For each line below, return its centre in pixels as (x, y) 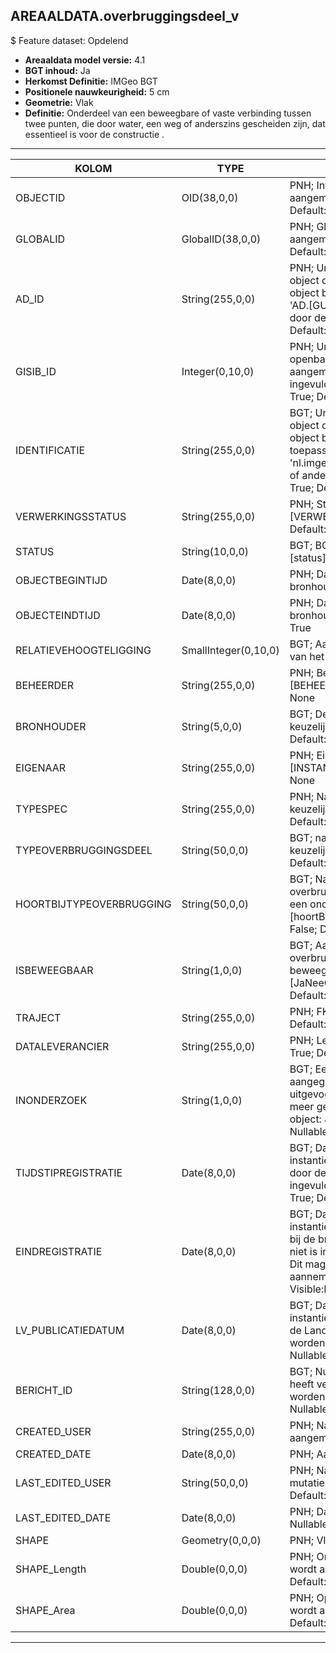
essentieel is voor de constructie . (94, 134)
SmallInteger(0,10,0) (230, 650)
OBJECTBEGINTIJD (61, 580)
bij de (302, 1239)
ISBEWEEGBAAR (54, 970)
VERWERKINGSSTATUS (71, 516)
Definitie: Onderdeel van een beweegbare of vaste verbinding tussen (168, 113)
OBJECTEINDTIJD (58, 615)
